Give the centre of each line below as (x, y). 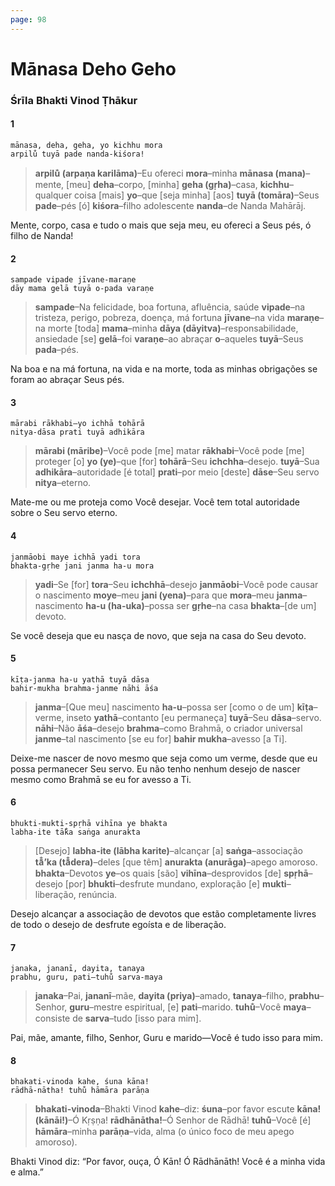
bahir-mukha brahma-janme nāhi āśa (84, 688)
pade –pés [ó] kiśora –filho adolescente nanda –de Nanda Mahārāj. (170, 205)
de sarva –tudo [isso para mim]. (137, 1018)
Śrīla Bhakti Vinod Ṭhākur (74, 100)
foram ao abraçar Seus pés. (67, 380)
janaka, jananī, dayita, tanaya (77, 969)
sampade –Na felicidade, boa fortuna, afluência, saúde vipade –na (170, 307)
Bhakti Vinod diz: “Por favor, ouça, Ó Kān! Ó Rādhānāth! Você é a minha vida (168, 1162)
